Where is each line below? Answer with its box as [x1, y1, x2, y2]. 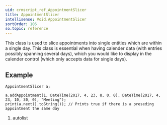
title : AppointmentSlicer [5, 12, 59, 17]
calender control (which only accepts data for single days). [5, 56, 127, 62]
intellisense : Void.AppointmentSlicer [5, 17, 87, 22]
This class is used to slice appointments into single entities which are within [5, 40, 162, 46]
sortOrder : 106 [5, 21, 37, 27]
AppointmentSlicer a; [5, 84, 51, 89]
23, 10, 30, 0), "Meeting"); [5, 97, 66, 102]
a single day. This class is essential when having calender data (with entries [5, 45, 162, 51]
